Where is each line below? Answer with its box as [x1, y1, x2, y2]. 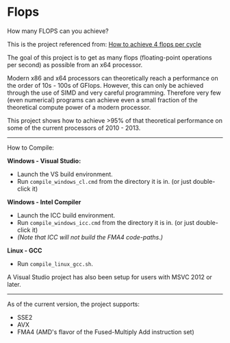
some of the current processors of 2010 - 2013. [7, 123, 141, 132]
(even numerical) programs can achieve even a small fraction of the [7, 95, 198, 104]
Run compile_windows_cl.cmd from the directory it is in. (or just [16, 177, 192, 185]
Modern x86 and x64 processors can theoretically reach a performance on [7, 73, 218, 82]
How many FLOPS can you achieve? [7, 27, 110, 35]
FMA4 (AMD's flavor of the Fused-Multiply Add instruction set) [16, 327, 194, 336]
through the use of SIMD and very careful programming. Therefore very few [7, 88, 221, 97]
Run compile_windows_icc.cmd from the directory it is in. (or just [16, 218, 195, 226]
